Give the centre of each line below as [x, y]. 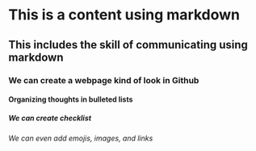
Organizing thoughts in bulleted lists [71, 99]
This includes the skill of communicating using [128, 45]
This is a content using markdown [124, 15]
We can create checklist [50, 118]
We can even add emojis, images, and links [81, 138]
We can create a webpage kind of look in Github [104, 80]
